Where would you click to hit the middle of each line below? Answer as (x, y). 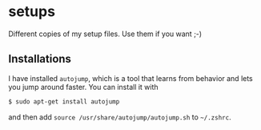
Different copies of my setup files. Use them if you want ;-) (105, 34)
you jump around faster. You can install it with (83, 87)
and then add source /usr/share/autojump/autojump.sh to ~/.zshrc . (120, 117)
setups (32, 12)
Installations (40, 59)
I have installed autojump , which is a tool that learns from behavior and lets (131, 78)
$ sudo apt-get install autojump (64, 102)
